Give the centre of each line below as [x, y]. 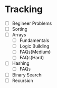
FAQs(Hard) [32, 58]
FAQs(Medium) [35, 52]
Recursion [22, 80]
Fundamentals [34, 40]
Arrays [19, 35]
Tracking [24, 9]
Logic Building [34, 46]
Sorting [20, 29]
